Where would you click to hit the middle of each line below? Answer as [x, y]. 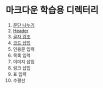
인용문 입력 [24, 49]
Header [21, 30]
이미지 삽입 [24, 61]
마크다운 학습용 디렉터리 [52, 10]
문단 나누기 [24, 25]
